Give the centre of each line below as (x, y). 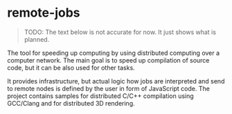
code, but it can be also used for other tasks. (71, 67)
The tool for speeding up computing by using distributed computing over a (114, 53)
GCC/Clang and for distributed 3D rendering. (71, 103)
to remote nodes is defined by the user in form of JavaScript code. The (108, 88)
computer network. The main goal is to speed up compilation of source (108, 60)
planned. (37, 39)
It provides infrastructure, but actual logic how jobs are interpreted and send (116, 81)
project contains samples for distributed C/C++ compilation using (100, 96)
